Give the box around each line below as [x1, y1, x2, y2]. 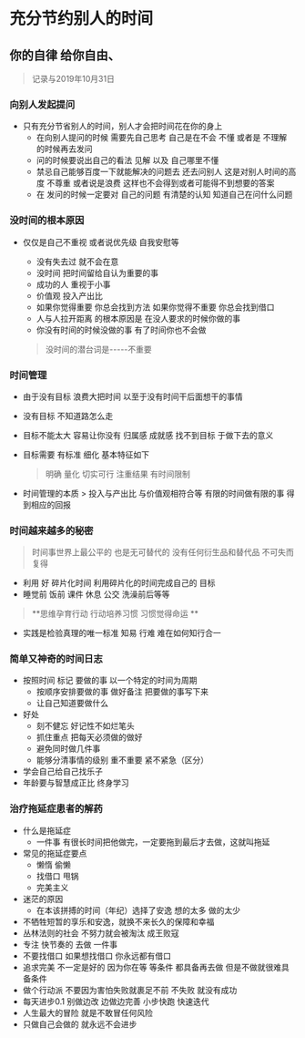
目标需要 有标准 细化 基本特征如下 [22, 448, 150, 460]
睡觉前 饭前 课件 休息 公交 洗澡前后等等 [22, 589, 170, 600]
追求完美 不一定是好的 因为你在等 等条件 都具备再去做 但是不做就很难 [22, 961, 282, 972]
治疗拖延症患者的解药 [9, 803, 103, 816]
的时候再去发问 [36, 143, 93, 155]
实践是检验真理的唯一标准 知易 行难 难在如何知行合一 [22, 628, 221, 639]
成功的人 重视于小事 [36, 279, 111, 290]
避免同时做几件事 [36, 744, 101, 755]
